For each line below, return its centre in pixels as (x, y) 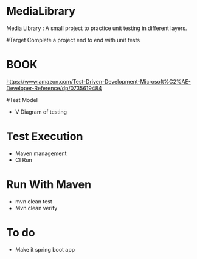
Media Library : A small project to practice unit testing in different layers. (97, 28)
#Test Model (22, 100)
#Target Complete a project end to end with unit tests (73, 40)
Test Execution (45, 137)
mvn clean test (34, 201)
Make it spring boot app (45, 249)
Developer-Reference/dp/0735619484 (54, 88)
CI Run (23, 159)
